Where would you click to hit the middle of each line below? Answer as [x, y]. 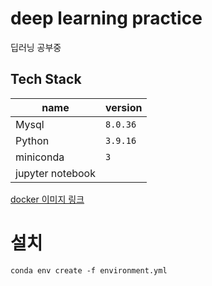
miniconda [40, 157]
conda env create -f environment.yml [89, 270]
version [124, 107]
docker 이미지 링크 [47, 199]
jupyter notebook [55, 173]
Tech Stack [46, 79]
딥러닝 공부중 [36, 47]
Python [32, 140]
